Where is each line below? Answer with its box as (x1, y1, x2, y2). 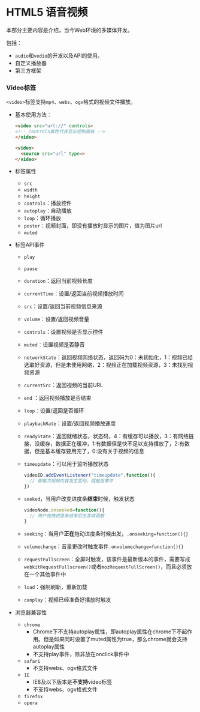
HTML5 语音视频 (6, 5, 88, 19)
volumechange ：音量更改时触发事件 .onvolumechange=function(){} (23, 543, 184, 550)
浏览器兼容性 (14, 609, 47, 616)
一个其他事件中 (29, 570, 66, 578)
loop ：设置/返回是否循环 (23, 407, 84, 414)
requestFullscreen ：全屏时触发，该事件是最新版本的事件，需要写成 (23, 555, 190, 563)
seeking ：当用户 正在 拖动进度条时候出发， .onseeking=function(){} (23, 529, 189, 537)
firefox (23, 693, 43, 699)
